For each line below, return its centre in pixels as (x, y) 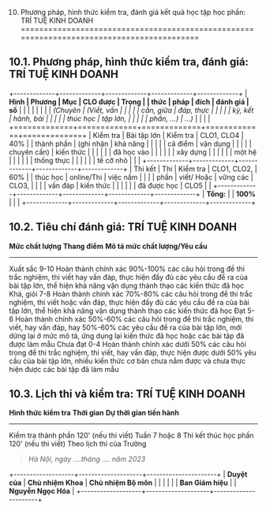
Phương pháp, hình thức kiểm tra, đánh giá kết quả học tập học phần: (133, 12)
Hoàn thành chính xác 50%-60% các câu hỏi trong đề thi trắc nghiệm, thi (135, 318)
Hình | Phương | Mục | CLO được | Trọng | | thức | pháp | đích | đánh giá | (129, 102)
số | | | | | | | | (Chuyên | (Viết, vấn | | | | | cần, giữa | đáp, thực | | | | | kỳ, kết (131, 110)
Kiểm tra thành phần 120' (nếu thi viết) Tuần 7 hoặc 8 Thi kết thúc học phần (132, 436)
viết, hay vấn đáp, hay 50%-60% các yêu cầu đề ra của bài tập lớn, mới (126, 327)
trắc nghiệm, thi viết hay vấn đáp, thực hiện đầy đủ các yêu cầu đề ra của (128, 277)
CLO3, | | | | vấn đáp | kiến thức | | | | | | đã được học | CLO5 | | (110, 185)
